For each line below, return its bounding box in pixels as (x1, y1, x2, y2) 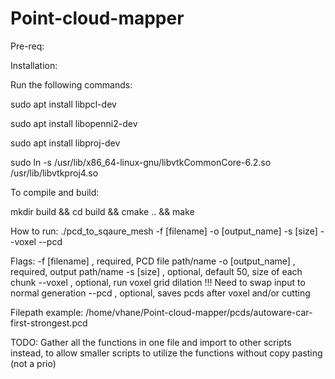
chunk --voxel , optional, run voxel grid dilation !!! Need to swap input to (10, 276, 306, 288)
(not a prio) (10, 357, 57, 369)
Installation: (10, 59, 58, 71)
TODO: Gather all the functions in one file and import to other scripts (10, 336, 292, 348)
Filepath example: (10, 306, 84, 318)
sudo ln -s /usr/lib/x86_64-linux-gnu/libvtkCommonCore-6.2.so (10, 156, 272, 168)
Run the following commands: (10, 78, 133, 91)
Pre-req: (10, 40, 45, 52)
